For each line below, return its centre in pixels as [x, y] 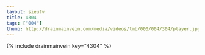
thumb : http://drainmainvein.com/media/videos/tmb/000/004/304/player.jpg [103, 29]
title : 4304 [21, 18]
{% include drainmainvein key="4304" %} [59, 46]
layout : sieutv [26, 12]
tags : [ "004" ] [24, 23]
